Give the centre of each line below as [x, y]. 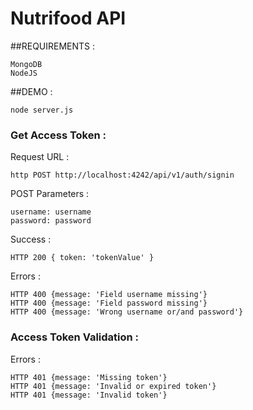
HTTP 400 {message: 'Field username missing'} [109, 295]
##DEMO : [31, 91]
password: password [51, 221]
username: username [51, 212]
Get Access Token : [58, 135]
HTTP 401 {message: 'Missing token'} [89, 377]
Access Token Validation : [75, 337]
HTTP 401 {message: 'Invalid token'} [89, 395]
